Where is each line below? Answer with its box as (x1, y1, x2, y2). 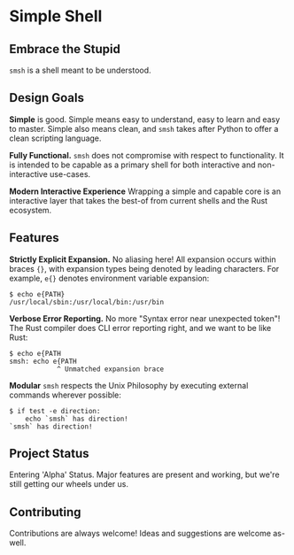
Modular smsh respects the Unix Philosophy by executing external (9, 380, 249, 390)
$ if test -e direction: (9, 406, 101, 415)
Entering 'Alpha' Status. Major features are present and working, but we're (9, 469, 281, 480)
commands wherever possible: (9, 389, 122, 400)
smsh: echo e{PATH (9, 357, 77, 366)
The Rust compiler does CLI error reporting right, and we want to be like (9, 322, 272, 333)
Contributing (9, 505, 81, 520)
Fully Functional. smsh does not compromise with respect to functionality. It (9, 150, 285, 160)
